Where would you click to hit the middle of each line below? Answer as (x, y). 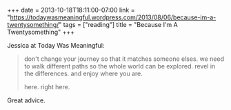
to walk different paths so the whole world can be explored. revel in (120, 66)
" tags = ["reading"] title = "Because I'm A (118, 25)
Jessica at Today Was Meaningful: (56, 45)
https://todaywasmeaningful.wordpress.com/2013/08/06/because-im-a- (113, 17)
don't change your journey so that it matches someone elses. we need (124, 59)
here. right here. (47, 87)
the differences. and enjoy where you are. (83, 73)
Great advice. (27, 100)
